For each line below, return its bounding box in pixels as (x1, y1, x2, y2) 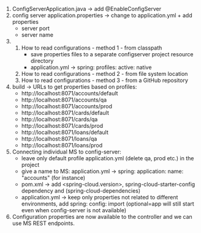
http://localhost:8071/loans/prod (21, 142, 103, 149)
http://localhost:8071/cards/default (21, 109, 109, 116)
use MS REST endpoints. (12, 220, 75, 227)
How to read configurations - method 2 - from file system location (21, 70, 188, 77)
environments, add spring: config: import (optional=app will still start (21, 200, 194, 207)
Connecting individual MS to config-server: (12, 148, 121, 155)
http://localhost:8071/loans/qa (21, 135, 97, 142)
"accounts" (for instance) (21, 174, 86, 181)
